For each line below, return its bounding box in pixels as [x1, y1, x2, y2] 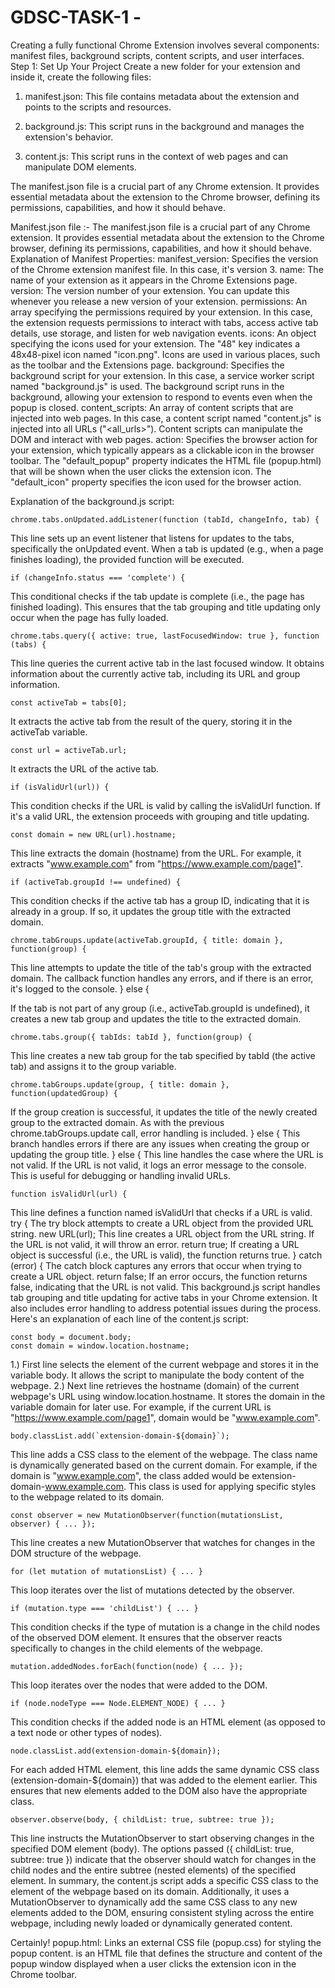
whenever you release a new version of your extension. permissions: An [10, 295, 308, 307]
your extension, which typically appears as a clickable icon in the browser [10, 444, 315, 456]
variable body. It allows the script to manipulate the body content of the [10, 1369, 305, 1381]
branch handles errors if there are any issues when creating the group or [10, 1137, 310, 1150]
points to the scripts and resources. [24, 101, 172, 113]
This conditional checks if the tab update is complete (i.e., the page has [10, 590, 305, 602]
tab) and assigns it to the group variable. [10, 1060, 177, 1072]
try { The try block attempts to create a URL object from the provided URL [10, 1217, 314, 1229]
